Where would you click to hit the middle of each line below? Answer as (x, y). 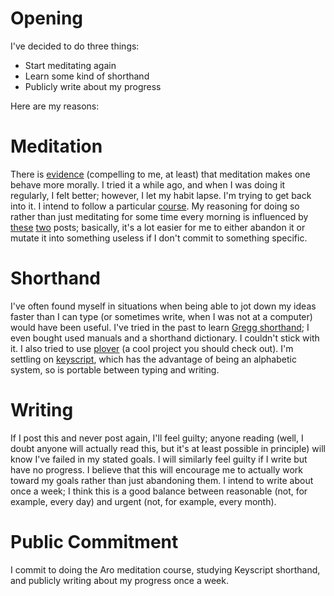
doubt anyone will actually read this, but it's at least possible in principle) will (168, 448)
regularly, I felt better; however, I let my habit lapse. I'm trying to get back (161, 195)
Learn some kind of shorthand (87, 76)
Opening (47, 18)
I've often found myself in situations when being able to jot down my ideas (163, 306)
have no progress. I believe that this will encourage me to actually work (157, 469)
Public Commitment (94, 541)
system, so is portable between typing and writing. (115, 369)
